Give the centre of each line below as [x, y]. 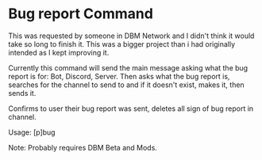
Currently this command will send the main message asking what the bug [128, 67]
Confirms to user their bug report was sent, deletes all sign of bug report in [131, 109]
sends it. [22, 93]
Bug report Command [81, 14]
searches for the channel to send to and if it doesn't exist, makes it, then [126, 85]
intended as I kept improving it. [59, 52]
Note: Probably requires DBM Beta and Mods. [83, 147]
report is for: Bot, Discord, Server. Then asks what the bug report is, [119, 76]
